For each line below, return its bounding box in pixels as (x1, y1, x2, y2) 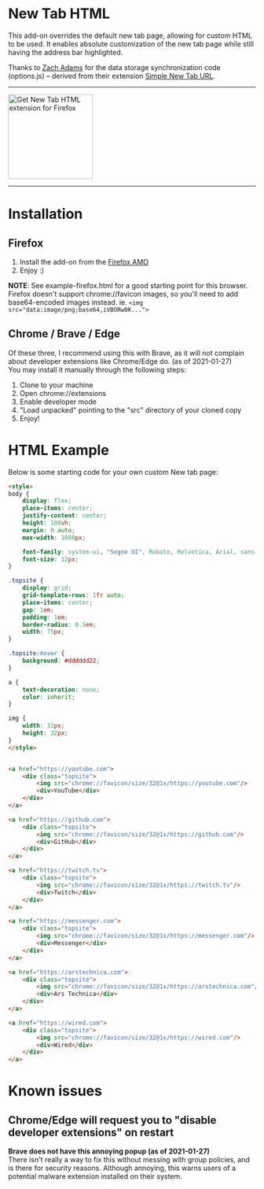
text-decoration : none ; (22, 686, 101, 694)
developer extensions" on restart (8, 1125, 174, 1139)
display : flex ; (22, 497, 72, 505)
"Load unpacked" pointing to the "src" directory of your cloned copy (19, 405, 242, 414)
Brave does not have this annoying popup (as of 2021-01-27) (8, 1146, 211, 1156)
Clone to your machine (19, 380, 93, 390)
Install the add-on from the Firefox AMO (19, 257, 149, 266)
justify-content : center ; (22, 512, 108, 520)
